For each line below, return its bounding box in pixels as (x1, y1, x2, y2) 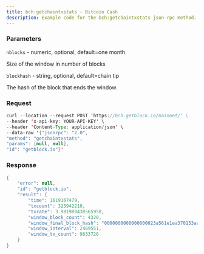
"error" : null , (17, 180, 56, 187)
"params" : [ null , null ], (6, 141, 69, 147)
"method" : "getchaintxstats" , (6, 135, 83, 142)
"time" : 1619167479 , (28, 197, 80, 204)
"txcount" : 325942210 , (28, 203, 86, 209)
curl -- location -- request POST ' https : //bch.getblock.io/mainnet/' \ (6, 113, 189, 119)
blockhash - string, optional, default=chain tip (6, 72, 120, 79)
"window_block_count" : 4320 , (28, 214, 102, 221)
